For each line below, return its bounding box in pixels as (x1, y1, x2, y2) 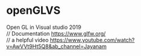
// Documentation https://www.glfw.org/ (6, 30, 106, 37)
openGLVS (6, 4, 61, 17)
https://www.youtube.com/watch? (50, 36, 135, 43)
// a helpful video (6, 36, 49, 43)
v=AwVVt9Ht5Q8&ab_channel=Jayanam (6, 43, 107, 50)
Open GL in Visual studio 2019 (6, 23, 82, 31)
